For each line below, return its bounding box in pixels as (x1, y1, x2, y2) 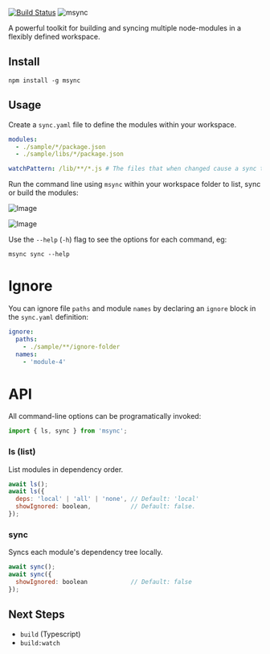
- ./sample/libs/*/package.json (15, 150, 125, 159)
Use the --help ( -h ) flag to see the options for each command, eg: (8, 234, 227, 245)
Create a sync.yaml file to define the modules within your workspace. (8, 119, 237, 129)
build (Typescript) (19, 629, 81, 639)
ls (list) (8, 446, 36, 457)
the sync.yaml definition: (8, 313, 88, 322)
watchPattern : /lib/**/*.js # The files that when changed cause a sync (8, 165, 257, 173)
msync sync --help (8, 250, 70, 259)
